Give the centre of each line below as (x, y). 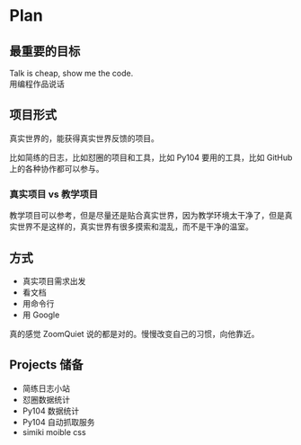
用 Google (41, 315)
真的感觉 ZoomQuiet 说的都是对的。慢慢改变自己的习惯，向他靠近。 (134, 334)
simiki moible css (54, 432)
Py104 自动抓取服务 (59, 422)
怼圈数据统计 (46, 399)
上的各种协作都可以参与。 (57, 168)
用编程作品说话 (37, 84)
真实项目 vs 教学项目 (54, 194)
